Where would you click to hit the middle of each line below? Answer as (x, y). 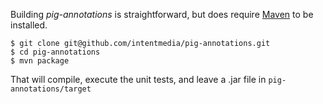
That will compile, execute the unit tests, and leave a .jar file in (138, 79)
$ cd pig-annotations (55, 52)
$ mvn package (40, 61)
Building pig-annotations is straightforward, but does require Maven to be (162, 14)
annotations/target (51, 89)
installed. (29, 25)
